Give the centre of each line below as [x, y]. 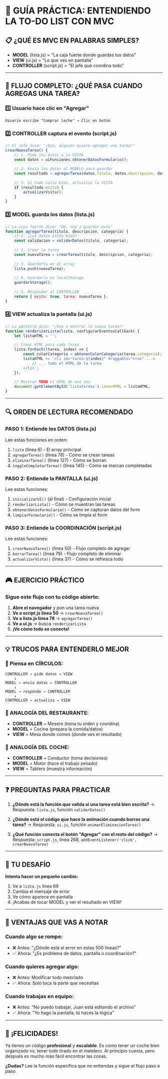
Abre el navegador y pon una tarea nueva [55, 608]
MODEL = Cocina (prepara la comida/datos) [58, 729]
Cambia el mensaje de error [41, 891]
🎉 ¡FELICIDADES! [32, 1033]
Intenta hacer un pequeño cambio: [42, 876]
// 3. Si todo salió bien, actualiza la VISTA [63, 182]
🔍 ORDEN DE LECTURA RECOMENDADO [69, 412]
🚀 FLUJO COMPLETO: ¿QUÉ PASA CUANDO [74, 86]
